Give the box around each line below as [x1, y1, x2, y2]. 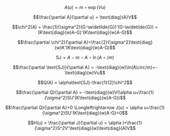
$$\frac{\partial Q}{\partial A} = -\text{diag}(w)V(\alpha [16, 89, 132, 95]
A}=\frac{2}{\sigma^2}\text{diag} [83, 39, 153, 45]
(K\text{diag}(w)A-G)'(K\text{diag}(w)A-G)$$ [37, 29, 133, 35]
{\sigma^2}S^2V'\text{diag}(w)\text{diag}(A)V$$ [34, 125, 136, 131]
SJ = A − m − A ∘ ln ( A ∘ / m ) [55, 54, 115, 60]
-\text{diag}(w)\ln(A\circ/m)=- [95, 64, 158, 70]
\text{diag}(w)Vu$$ [65, 70, 105, 76]
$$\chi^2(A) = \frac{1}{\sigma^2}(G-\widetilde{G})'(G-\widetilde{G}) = [12, 24, 158, 30]
